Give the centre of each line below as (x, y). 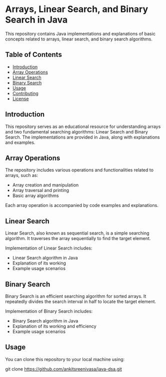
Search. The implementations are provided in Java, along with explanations (82, 137)
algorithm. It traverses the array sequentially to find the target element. (78, 238)
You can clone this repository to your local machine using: (65, 359)
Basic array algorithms (35, 195)
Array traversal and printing (40, 190)
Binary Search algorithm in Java (45, 321)
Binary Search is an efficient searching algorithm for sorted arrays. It (76, 296)
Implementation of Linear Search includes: (49, 248)
